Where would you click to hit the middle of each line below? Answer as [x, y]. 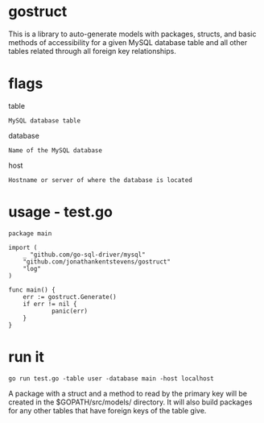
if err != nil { [50, 304]
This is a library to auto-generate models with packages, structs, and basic [132, 34]
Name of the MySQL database [56, 150]
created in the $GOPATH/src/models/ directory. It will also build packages [130, 402]
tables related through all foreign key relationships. [93, 51]
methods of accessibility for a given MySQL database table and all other [128, 42]
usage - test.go [60, 212]
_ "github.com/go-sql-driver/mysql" [85, 255]
